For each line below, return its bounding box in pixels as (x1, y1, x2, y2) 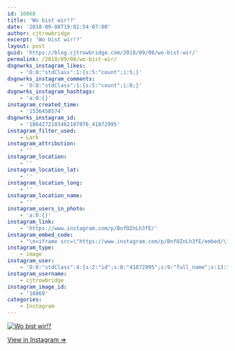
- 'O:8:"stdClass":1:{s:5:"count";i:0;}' (20, 82, 142, 89)
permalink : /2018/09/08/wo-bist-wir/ (7, 56, 117, 63)
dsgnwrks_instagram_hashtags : (7, 88, 96, 95)
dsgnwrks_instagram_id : (7, 114, 77, 121)
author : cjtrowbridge (7, 29, 71, 37)
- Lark (20, 134, 39, 141)
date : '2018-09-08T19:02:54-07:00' (7, 23, 111, 30)
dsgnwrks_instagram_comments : (7, 75, 96, 83)
